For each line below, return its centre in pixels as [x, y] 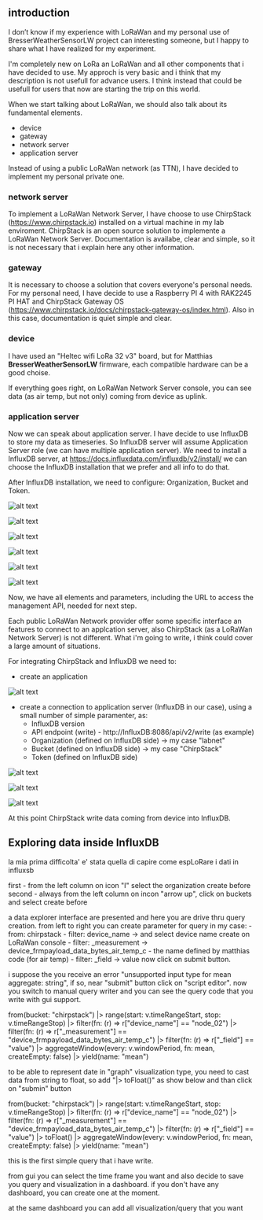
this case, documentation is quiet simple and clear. [90, 319]
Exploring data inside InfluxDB [84, 843]
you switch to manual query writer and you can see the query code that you [131, 991]
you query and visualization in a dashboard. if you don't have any [114, 1184]
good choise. [29, 372]
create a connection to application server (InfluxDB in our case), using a [136, 707]
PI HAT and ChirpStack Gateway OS [66, 301]
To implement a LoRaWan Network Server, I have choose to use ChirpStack [130, 214]
